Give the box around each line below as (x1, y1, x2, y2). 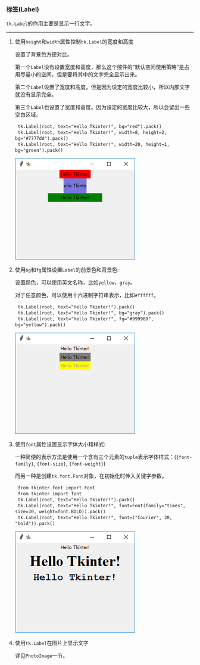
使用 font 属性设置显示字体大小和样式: (14, 441, 106, 448)
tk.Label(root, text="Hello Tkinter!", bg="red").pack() (17, 124, 162, 130)
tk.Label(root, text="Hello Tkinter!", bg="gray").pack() (17, 310, 165, 316)
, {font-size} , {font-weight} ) (33, 460, 106, 467)
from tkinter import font (17, 491, 82, 497)
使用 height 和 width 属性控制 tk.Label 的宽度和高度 (14, 38, 134, 45)
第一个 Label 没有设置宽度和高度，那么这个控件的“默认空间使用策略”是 (14, 64, 185, 71)
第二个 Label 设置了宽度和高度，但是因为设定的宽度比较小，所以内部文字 (14, 83, 190, 90)
